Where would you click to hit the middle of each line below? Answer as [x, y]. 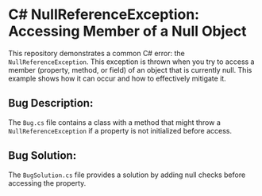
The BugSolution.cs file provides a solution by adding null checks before [127, 175]
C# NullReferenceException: [104, 15]
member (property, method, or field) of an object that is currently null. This [130, 70]
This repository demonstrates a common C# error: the [96, 53]
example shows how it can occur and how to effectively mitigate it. [117, 78]
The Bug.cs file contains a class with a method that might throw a [114, 122]
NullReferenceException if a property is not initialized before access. [120, 130]
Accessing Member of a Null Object [127, 31]
